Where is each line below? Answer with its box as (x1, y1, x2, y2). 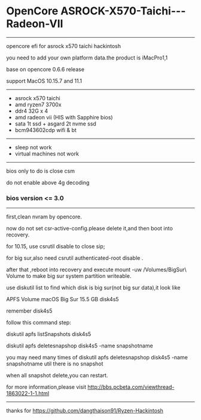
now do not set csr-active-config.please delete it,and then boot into (6, 225, 173, 232)
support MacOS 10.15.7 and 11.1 (6, 77, 83, 85)
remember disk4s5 (6, 307, 53, 314)
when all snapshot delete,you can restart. (6, 372, 108, 379)
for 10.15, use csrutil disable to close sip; (6, 243, 105, 250)
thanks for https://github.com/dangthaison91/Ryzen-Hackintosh (6, 407, 163, 415)
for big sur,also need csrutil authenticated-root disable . (6, 254, 144, 262)
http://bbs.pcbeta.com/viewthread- (87, 383, 175, 391)
